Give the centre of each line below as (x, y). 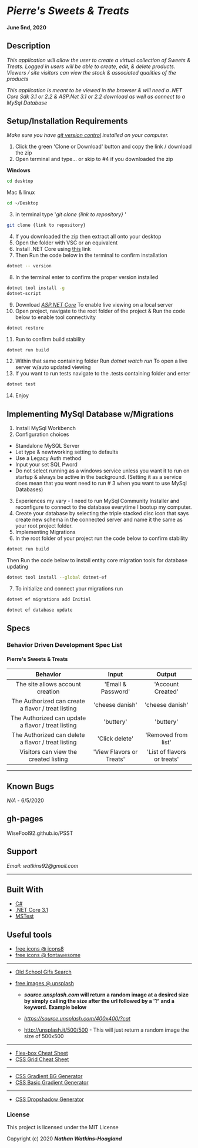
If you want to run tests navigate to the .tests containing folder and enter (103, 374)
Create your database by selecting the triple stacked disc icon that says (102, 513)
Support (22, 852)
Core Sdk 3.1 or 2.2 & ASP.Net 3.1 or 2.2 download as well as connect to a (96, 96)
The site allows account (48, 684)
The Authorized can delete (48, 735)
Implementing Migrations (45, 532)
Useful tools (29, 934)
